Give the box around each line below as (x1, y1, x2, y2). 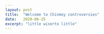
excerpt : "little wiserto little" (5, 21, 77, 26)
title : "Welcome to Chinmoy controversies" (5, 12, 99, 17)
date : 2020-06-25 (5, 16, 46, 21)
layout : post (5, 7, 32, 12)
